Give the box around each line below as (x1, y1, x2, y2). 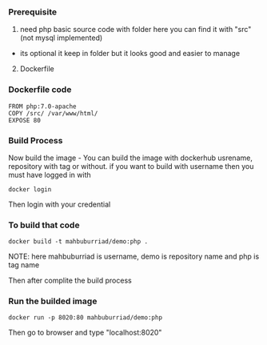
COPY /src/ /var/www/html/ (8, 109, 98, 118)
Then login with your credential (8, 199, 111, 209)
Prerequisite (8, 6, 58, 18)
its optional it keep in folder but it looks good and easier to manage (19, 49, 241, 58)
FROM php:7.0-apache (8, 102, 78, 110)
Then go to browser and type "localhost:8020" (8, 327, 162, 338)
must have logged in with (8, 170, 92, 179)
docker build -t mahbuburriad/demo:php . (8, 238, 149, 246)
